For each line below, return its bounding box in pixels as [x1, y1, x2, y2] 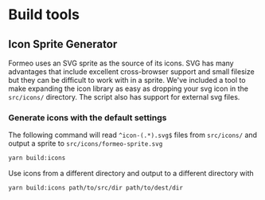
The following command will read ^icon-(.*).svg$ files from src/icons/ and [8, 130, 257, 140]
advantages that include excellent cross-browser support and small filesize [8, 67, 255, 76]
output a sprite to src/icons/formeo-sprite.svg [8, 139, 163, 148]
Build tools [8, 6, 80, 24]
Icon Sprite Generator [8, 37, 118, 51]
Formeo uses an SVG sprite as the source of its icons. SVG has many [8, 58, 234, 68]
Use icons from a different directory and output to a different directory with [8, 169, 255, 178]
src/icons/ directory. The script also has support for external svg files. [8, 92, 240, 101]
